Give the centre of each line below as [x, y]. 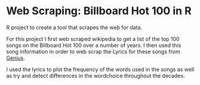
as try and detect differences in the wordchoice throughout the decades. [96, 75]
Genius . [16, 58]
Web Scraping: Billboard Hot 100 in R [99, 11]
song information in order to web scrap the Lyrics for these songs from [93, 51]
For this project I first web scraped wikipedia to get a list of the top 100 [93, 39]
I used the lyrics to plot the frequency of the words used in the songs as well [100, 69]
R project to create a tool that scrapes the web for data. [74, 27]
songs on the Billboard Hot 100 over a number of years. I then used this [94, 45]
